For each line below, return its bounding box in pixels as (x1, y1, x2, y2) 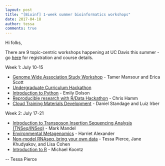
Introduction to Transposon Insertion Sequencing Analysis (12, 120, 132, 126)
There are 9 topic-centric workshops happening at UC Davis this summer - (5, 49, 159, 55)
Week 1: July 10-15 (5, 64, 43, 70)
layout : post (5, 7, 32, 12)
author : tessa (5, 21, 35, 26)
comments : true (5, 26, 37, 31)
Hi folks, (5, 39, 22, 45)
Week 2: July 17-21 (5, 110, 44, 116)
